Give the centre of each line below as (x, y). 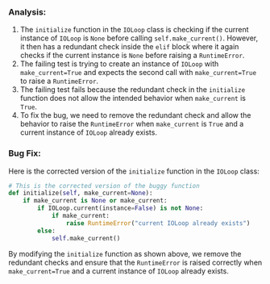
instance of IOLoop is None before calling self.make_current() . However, (139, 38)
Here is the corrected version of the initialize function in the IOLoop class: (134, 171)
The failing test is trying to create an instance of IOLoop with (119, 64)
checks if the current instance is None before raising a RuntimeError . (132, 56)
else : (47, 231)
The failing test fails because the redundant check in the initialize (133, 90)
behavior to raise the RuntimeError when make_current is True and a (132, 124)
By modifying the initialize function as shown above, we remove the (125, 253)
